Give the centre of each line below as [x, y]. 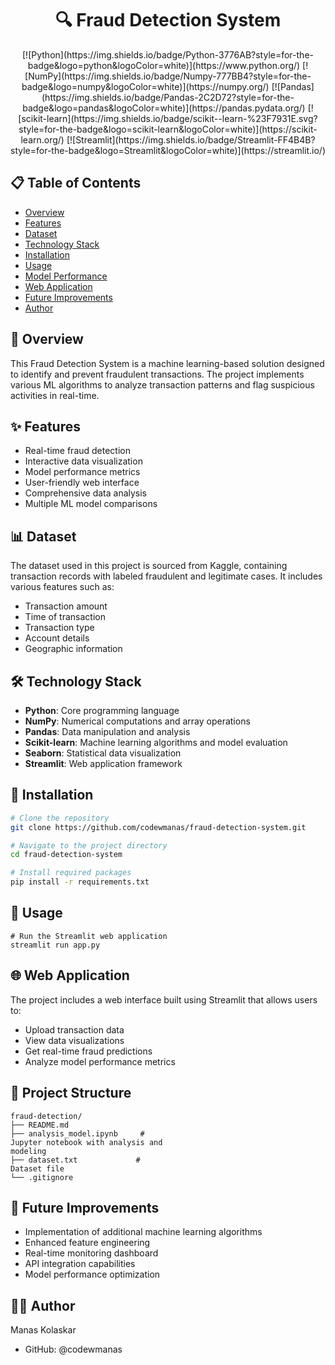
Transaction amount [66, 606]
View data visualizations [74, 1040]
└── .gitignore [42, 1177]
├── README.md [40, 1125]
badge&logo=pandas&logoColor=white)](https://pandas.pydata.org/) [164, 108]
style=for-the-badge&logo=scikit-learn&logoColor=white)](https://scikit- [168, 129]
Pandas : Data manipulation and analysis [107, 731]
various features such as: [62, 587]
